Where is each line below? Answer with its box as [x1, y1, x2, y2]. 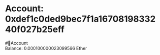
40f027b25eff [5, 24, 65, 35]
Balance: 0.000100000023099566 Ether [5, 45, 87, 51]
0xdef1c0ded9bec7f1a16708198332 [5, 13, 156, 25]
